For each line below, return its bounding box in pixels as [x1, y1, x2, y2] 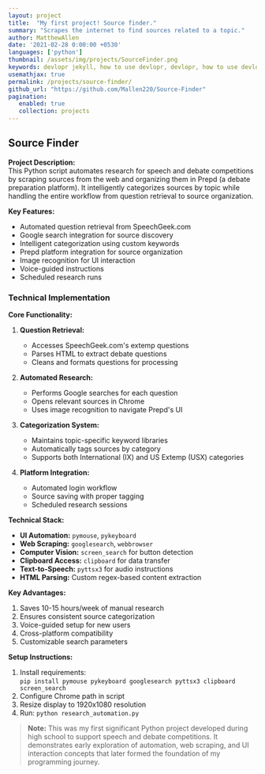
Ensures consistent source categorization [19, 612, 155, 621]
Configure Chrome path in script [19, 692, 125, 701]
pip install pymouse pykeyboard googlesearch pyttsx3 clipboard [19, 677, 236, 685]
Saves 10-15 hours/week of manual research [19, 603, 164, 613]
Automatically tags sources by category [31, 444, 162, 453]
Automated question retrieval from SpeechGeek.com [19, 222, 192, 231]
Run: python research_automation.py [19, 708, 140, 718]
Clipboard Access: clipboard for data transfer [19, 556, 171, 566]
